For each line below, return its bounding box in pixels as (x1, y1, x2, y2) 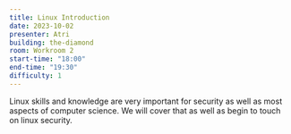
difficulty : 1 (9, 71, 63, 80)
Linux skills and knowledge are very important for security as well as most (9, 96, 283, 106)
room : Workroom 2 (9, 46, 74, 55)
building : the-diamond (9, 38, 94, 47)
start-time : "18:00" (9, 54, 87, 63)
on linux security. (9, 114, 73, 125)
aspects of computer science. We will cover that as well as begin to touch (9, 105, 281, 116)
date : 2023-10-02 (9, 21, 74, 30)
